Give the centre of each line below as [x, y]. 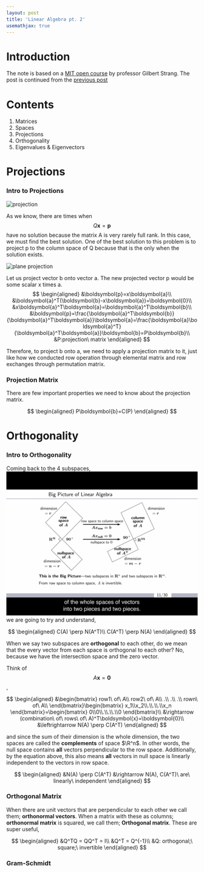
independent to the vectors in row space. [58, 762]
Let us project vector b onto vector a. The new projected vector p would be [100, 278]
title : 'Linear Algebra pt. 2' [46, 19]
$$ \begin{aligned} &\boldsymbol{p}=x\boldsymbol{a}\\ [102, 294]
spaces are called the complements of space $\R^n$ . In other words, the [98, 743]
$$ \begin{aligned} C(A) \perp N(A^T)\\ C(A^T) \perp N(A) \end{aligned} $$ [102, 631]
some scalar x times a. [34, 284]
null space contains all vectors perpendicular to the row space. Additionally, [101, 750]
